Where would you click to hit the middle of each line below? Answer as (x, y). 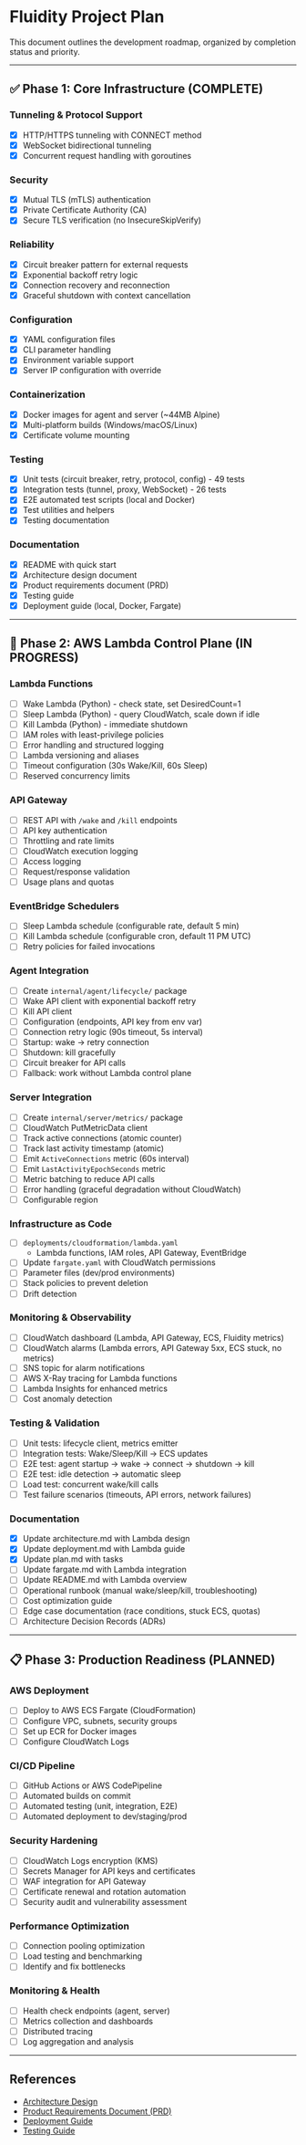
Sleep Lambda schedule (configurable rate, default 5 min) (131, 926)
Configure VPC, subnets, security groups (100, 1721)
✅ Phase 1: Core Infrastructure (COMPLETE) (137, 89)
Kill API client (47, 1011)
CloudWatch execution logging (80, 851)
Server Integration (51, 1097)
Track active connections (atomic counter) (102, 1137)
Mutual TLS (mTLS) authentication (87, 200)
